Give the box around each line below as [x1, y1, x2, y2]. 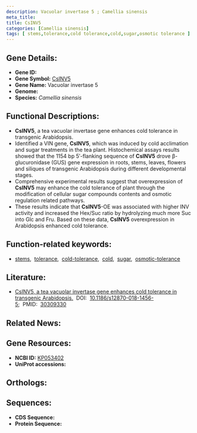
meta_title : [6, 14, 36, 20]
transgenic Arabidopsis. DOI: [14, 294, 87, 301]
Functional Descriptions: [6, 111, 99, 122]
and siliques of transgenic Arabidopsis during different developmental [14, 165, 186, 172]
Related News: [6, 318, 61, 328]
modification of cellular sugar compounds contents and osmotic [14, 190, 172, 197]
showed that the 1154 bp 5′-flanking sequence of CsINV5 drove [14, 152, 171, 160]
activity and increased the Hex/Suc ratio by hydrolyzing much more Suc [14, 209, 192, 216]
